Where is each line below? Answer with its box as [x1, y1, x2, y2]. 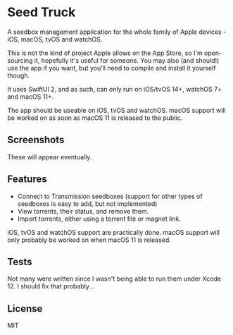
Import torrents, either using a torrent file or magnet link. [17, 214, 182, 223]
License [7, 303, 43, 315]
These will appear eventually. [7, 152, 92, 161]
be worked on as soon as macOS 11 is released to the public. [7, 114, 183, 122]
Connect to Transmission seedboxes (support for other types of [17, 192, 203, 200]
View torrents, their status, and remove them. [17, 207, 149, 215]
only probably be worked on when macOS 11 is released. [7, 236, 171, 244]
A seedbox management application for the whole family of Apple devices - [7, 28, 227, 36]
